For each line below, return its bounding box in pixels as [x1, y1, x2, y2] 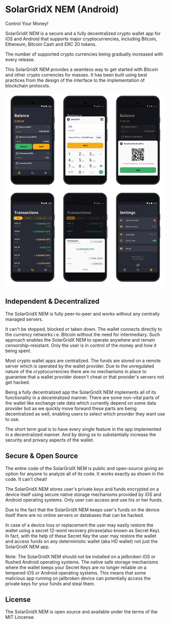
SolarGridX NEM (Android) [5, 4, 119, 15]
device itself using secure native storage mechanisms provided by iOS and [5, 491, 161, 498]
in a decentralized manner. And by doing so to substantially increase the [5, 431, 156, 437]
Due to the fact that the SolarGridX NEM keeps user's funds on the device [5, 506, 160, 513]
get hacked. [5, 379, 30, 385]
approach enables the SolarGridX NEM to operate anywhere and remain [5, 336, 156, 343]
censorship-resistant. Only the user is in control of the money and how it [5, 342, 157, 348]
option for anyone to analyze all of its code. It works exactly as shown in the [5, 471, 164, 477]
